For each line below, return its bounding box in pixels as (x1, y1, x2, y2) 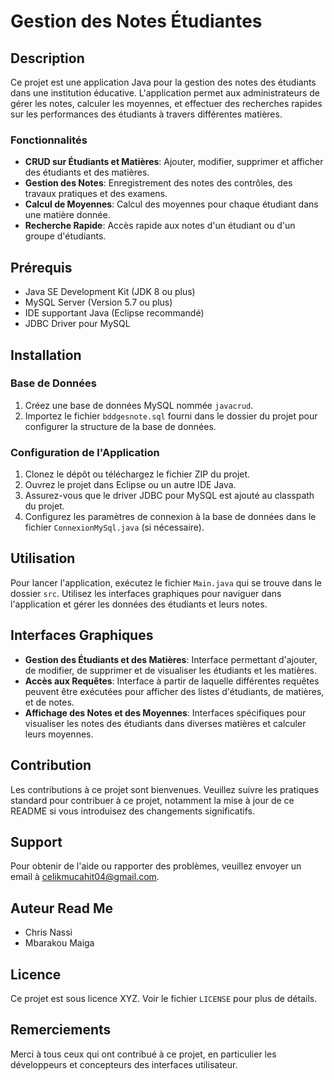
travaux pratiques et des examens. (24, 188, 168, 200)
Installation (10, 346, 82, 364)
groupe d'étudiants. (24, 230, 107, 242)
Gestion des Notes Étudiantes (10, 10, 263, 33)
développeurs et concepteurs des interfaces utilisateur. (10, 1058, 238, 1070)
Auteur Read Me (10, 900, 114, 917)
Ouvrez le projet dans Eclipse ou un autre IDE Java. (24, 479, 237, 491)
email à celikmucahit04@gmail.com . (10, 871, 160, 883)
